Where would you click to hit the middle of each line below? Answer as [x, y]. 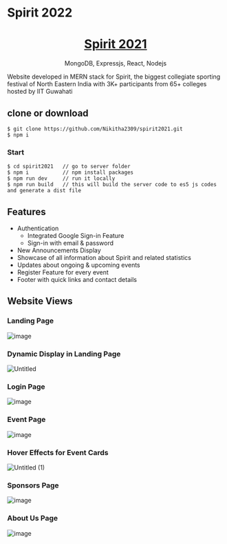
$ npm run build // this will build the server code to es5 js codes [112, 185]
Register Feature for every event [63, 272]
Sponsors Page [33, 485]
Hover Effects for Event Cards [58, 452]
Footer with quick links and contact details [77, 280]
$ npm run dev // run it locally [61, 179]
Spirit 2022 [40, 13]
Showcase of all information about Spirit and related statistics [104, 258]
